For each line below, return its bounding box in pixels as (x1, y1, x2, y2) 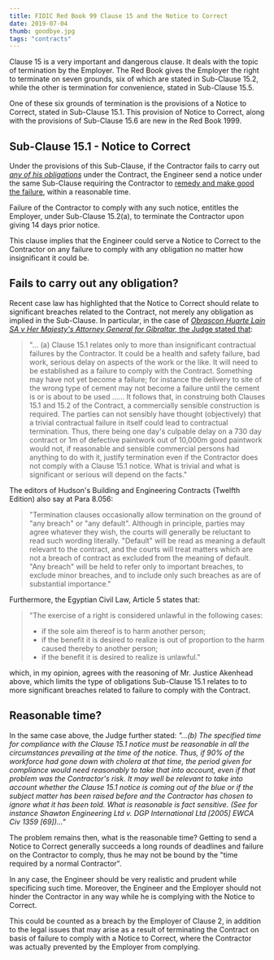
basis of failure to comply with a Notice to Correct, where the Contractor (9, 933, 252, 943)
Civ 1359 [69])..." (9, 817, 66, 827)
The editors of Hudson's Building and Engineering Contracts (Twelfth (9, 485, 241, 495)
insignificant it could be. (9, 253, 90, 263)
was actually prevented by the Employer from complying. (9, 941, 200, 952)
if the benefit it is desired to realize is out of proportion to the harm (41, 635, 265, 644)
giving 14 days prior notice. (9, 220, 100, 230)
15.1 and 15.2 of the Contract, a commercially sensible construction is (28, 400, 260, 410)
